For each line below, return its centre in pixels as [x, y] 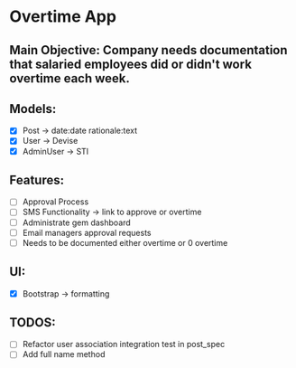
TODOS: [32, 322]
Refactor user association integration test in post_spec [124, 344]
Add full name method [64, 354]
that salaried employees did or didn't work [131, 64]
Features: [37, 179]
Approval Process [55, 202]
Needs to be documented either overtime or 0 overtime [125, 242]
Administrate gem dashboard [76, 222]
